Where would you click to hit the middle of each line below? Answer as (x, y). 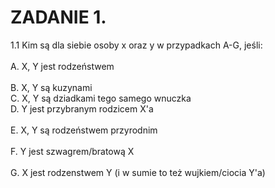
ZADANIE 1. (58, 17)
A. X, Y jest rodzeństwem (62, 66)
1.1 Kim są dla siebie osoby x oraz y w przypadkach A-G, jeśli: (136, 45)
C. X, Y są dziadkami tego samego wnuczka (101, 98)
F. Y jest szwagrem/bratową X (72, 151)
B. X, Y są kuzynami (51, 87)
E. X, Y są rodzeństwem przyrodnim (84, 130)
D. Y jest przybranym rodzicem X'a (82, 108)
